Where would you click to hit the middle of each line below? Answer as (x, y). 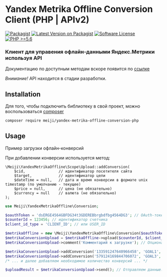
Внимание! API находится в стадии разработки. (56, 79)
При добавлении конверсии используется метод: (58, 157)
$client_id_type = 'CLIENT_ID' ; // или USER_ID (55, 224)
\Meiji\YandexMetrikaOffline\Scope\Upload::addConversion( (68, 167)
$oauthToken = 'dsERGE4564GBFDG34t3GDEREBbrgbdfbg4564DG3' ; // (72, 215)
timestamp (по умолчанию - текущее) (43, 184)
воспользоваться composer (35, 112)
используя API (24, 58)
